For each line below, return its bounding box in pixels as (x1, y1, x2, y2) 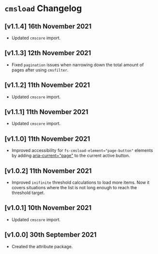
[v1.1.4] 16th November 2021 (4, 22, 92, 30)
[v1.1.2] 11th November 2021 (4, 81, 90, 90)
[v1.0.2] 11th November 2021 (4, 166, 92, 175)
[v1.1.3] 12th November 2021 (4, 49, 91, 57)
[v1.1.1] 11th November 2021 (4, 108, 88, 116)
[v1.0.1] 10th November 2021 (4, 204, 92, 212)
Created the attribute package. (11, 243, 73, 249)
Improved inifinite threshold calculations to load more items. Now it (11, 179, 150, 185)
